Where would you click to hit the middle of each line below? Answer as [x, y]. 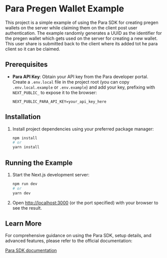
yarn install [26, 147]
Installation [23, 117]
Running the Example [39, 163]
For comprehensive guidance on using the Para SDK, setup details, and [78, 236]
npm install [25, 138]
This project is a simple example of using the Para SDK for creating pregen [82, 22]
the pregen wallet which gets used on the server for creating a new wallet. [82, 38]
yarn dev [21, 193]
